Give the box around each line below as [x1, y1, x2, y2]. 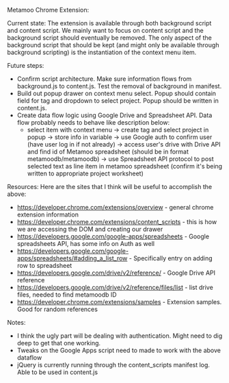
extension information [16, 210, 79, 219]
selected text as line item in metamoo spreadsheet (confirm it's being [27, 162, 223, 170]
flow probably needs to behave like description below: [16, 119, 170, 126]
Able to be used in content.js [16, 368, 98, 376]
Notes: [7, 319, 26, 326]
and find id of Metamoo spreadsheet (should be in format [27, 147, 189, 156]
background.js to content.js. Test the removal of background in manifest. [16, 82, 222, 90]
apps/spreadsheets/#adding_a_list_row [16, 254, 128, 262]
